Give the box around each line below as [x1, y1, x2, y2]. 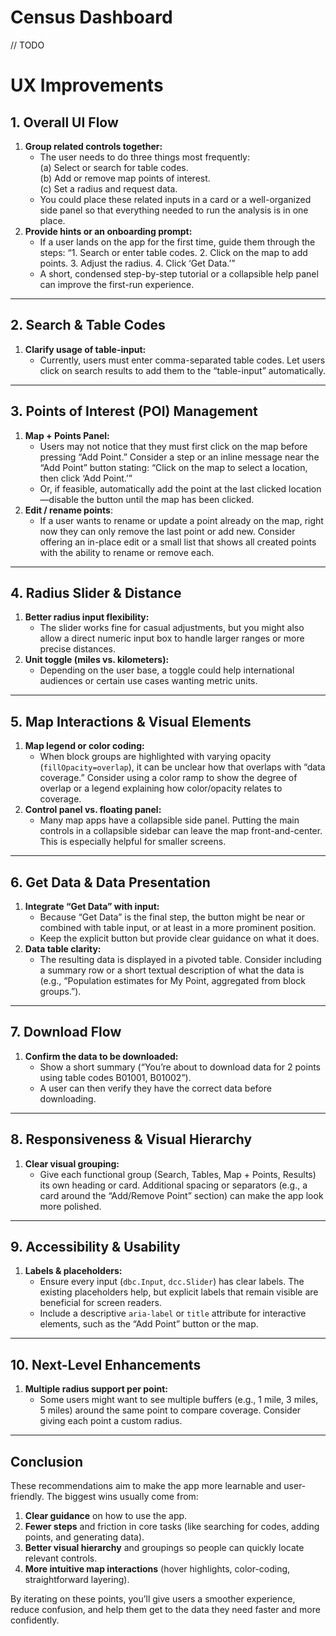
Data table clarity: [24, 943, 102, 955]
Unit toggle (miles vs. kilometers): [24, 654, 170, 666]
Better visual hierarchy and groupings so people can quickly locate [24, 1542, 305, 1554]
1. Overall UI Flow [10, 114, 119, 131]
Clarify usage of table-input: [24, 343, 147, 355]
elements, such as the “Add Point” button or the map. [39, 1318, 259, 1330]
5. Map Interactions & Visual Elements [10, 713, 252, 730]
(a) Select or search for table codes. [39, 161, 189, 173]
